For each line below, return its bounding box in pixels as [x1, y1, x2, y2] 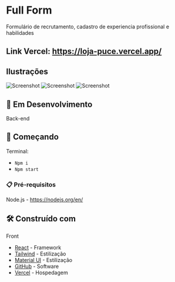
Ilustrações [6, 66, 49, 77]
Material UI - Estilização [14, 256, 72, 263]
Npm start [14, 166, 39, 172]
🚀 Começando [6, 132, 59, 142]
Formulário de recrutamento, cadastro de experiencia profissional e [6, 23, 169, 30]
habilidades [6, 29, 34, 36]
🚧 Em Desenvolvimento [6, 99, 93, 109]
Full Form [6, 4, 52, 17]
